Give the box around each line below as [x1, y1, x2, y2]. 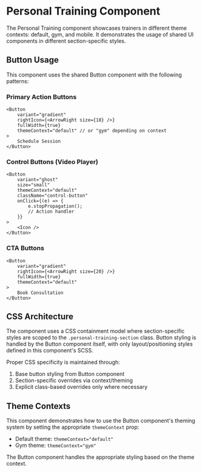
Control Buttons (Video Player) [6, 157, 98, 166]
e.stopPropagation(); [28, 204, 83, 210]
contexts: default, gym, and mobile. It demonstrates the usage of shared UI [6, 30, 194, 38]
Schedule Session [17, 139, 61, 145]
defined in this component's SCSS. [6, 347, 94, 354]
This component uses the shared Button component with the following [6, 71, 182, 78]
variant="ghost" [17, 177, 59, 183]
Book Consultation [17, 290, 64, 296]
